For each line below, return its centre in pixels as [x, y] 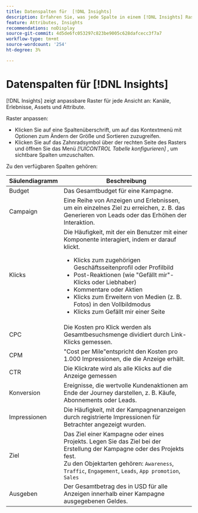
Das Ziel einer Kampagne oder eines [114, 434]
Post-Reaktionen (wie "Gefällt [115, 275]
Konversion [25, 393]
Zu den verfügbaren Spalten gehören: [52, 166]
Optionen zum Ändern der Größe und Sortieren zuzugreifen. [88, 136]
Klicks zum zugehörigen [107, 260]
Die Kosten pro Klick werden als [108, 327]
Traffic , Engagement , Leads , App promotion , [122, 471]
